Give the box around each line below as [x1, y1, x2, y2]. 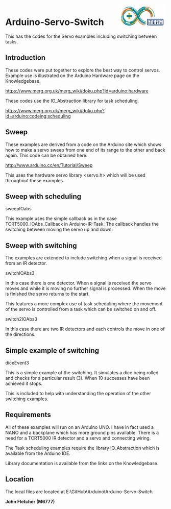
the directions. [5, 331, 36, 337]
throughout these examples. [5, 177, 65, 183]
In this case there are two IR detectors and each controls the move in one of [5, 326, 165, 332]
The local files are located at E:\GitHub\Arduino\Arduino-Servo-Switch [5, 489, 153, 495]
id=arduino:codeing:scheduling [5, 113, 71, 119]
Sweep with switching [5, 241, 78, 250]
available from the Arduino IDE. [5, 450, 70, 456]
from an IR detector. [5, 260, 47, 266]
